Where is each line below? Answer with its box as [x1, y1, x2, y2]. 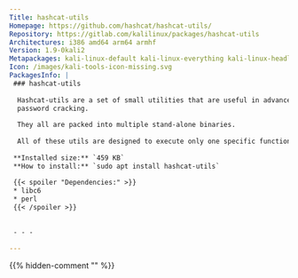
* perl [12, 195, 38, 204]
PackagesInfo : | [9, 71, 69, 80]
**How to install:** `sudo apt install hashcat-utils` [12, 162, 220, 171]
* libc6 [12, 187, 42, 195]
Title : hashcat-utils [9, 12, 90, 22]
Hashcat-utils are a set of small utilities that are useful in [17, 95, 260, 105]
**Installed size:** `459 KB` [12, 153, 125, 163]
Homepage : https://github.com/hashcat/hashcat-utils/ [9, 21, 213, 30]
